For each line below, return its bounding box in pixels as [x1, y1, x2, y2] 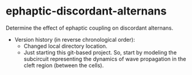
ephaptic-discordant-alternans [5, 4, 167, 18]
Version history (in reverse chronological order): [14, 36, 135, 43]
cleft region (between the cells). [23, 62, 104, 69]
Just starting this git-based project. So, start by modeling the [23, 48, 177, 56]
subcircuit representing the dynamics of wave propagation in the [23, 55, 187, 62]
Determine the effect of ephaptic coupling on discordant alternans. [5, 24, 174, 31]
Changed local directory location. [23, 42, 108, 50]
